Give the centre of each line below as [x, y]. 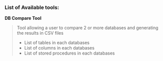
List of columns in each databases [59, 48]
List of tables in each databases [57, 43]
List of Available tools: [32, 7]
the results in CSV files [40, 33]
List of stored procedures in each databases [70, 53]
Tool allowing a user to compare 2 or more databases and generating [87, 28]
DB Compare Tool [23, 18]
